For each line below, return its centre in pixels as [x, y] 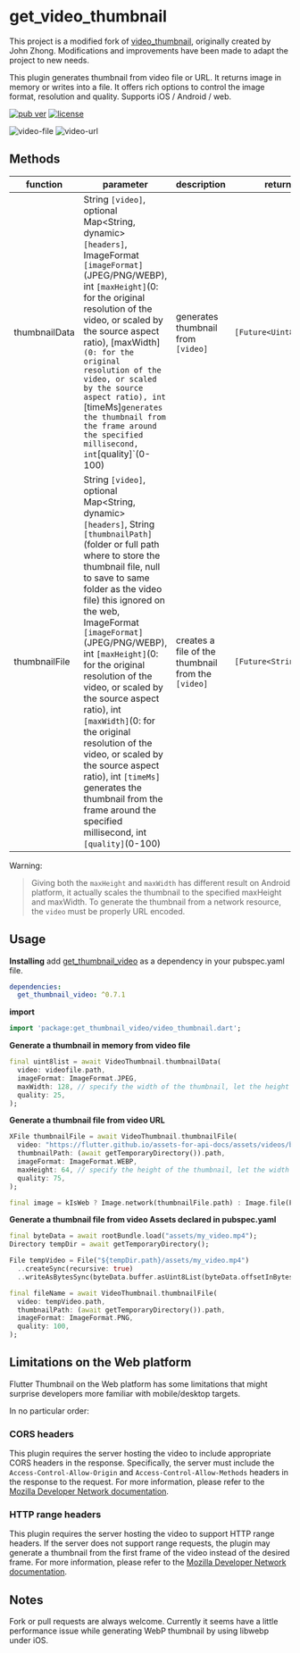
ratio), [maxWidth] [122, 342]
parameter [125, 184]
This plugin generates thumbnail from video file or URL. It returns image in [146, 77]
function [44, 184]
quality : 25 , [42, 1095]
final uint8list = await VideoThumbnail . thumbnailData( [115, 1062]
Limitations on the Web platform [100, 1362]
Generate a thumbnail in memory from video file [100, 1046]
